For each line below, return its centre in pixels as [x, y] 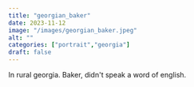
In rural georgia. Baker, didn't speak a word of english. [97, 75]
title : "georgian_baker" [49, 15]
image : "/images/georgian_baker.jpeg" [73, 30]
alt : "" [21, 38]
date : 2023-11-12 [37, 23]
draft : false [30, 52]
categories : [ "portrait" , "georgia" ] [69, 45]
